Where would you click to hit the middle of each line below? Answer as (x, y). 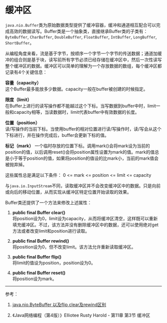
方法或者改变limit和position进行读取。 (51, 231)
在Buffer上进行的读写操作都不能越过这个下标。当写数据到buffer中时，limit (81, 106)
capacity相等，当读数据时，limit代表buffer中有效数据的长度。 (77, 112)
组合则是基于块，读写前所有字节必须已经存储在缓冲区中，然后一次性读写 (88, 59)
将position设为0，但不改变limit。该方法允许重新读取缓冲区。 (74, 247)
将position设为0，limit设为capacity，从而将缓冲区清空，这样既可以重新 (85, 218)
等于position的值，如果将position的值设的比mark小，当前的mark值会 (88, 158)
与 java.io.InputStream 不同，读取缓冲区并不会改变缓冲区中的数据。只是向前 (83, 186)
